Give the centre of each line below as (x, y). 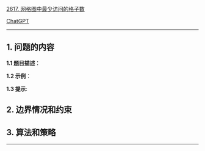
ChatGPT (18, 21)
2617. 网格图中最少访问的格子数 (46, 9)
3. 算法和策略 (31, 132)
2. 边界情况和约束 (39, 110)
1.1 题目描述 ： (23, 63)
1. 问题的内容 (31, 47)
